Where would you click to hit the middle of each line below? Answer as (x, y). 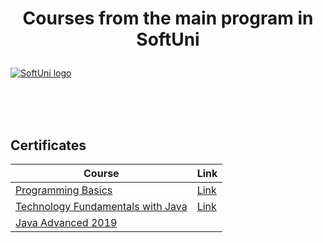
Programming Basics (64, 190)
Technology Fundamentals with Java (101, 206)
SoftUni (168, 39)
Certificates (48, 145)
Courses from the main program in (168, 18)
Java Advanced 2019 (66, 222)
